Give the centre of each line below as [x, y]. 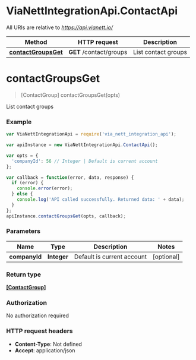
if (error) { [28, 183]
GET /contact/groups [98, 52]
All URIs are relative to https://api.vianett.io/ [60, 27]
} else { [22, 194]
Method [36, 42]
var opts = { [22, 156]
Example [19, 122]
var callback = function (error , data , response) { [70, 177]
